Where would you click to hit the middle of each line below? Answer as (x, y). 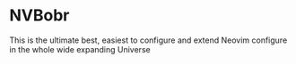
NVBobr (39, 16)
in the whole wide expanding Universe (80, 49)
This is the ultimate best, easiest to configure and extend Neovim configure (148, 40)
